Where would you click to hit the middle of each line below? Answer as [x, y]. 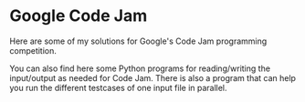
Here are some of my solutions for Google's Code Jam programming [138, 41]
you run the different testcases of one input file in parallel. [118, 87]
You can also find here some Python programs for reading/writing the [140, 68]
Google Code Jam [79, 16]
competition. [33, 50]
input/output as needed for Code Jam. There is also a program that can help [153, 77]
